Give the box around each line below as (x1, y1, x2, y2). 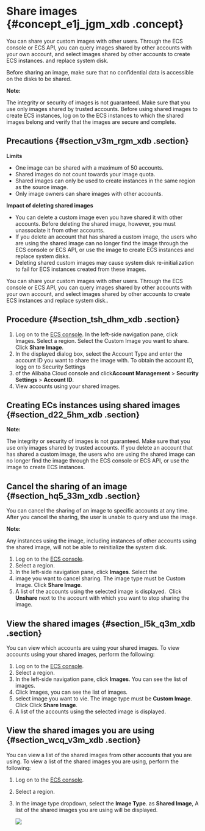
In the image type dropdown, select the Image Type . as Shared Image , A (15, 799, 199, 807)
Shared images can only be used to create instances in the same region (15, 177, 196, 184)
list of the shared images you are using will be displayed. (15, 806, 158, 813)
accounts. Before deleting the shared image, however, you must (15, 220, 176, 227)
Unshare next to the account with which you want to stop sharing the (15, 594, 190, 602)
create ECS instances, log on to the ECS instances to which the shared (6, 112, 184, 119)
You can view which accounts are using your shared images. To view (6, 644, 180, 651)
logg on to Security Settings (15, 363, 85, 370)
